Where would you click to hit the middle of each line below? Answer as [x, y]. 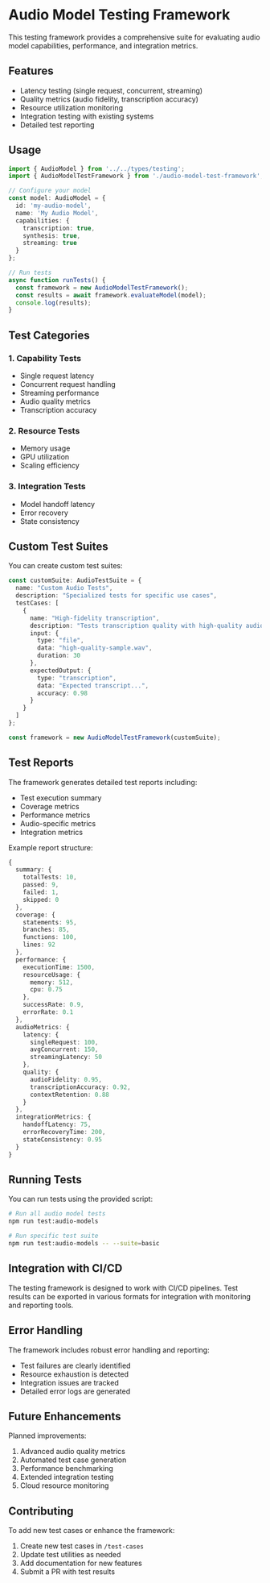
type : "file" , [61, 641]
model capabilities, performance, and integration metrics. [103, 45]
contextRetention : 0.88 [70, 1095]
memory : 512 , [51, 982]
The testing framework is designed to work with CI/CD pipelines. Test [123, 1288]
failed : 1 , [41, 892]
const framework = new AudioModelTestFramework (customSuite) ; [115, 737]
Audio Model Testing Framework [119, 15]
